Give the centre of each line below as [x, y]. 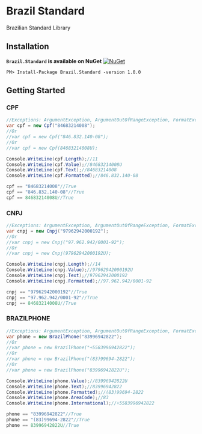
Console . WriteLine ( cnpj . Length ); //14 [54, 264]
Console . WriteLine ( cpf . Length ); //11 [52, 159]
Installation [28, 47]
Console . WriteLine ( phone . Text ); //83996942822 [64, 387]
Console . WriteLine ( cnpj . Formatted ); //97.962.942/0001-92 [79, 281]
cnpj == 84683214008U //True [41, 303]
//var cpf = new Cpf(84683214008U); [52, 148]
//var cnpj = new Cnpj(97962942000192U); [59, 254]
